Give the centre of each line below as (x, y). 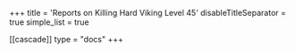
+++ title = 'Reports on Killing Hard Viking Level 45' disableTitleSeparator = (148, 13)
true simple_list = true (49, 22)
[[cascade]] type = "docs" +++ (66, 39)
